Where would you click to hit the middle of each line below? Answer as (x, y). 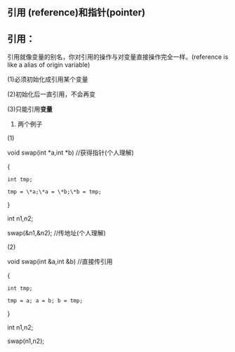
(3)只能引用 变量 (30, 109)
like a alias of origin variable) (49, 65)
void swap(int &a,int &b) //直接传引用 (60, 261)
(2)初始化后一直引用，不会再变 (52, 94)
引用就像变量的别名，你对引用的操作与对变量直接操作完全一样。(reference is (118, 57)
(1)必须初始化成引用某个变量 (48, 79)
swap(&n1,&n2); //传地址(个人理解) (57, 233)
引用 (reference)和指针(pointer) (76, 13)
